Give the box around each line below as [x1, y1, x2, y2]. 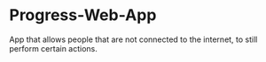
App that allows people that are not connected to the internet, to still [9, 34, 258, 45]
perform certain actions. [9, 43, 98, 53]
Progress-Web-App [9, 5, 157, 25]
